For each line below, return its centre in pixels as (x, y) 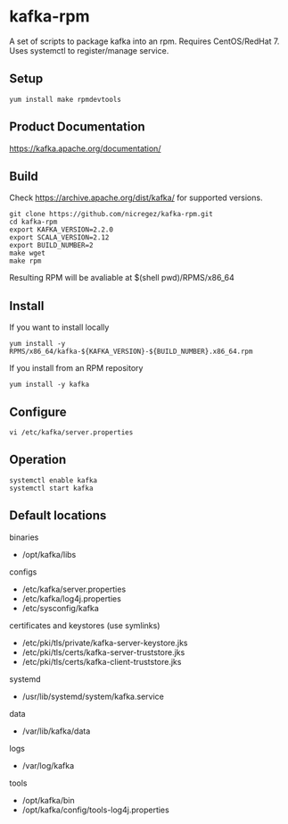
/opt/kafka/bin (48, 800)
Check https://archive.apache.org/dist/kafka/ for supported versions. (136, 198)
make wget (28, 253)
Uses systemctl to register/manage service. (89, 50)
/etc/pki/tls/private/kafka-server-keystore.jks (105, 643)
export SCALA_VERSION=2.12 (59, 238)
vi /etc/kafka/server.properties (71, 433)
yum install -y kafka (49, 385)
